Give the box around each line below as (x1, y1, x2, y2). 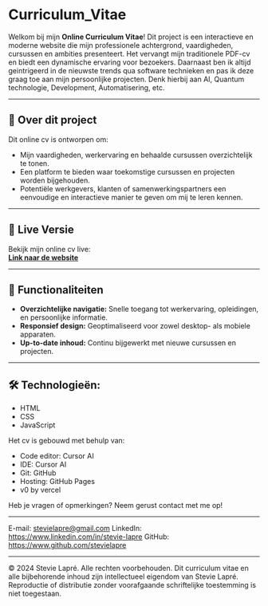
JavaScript (19, 420, 56, 430)
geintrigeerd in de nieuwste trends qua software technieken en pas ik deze (8, 65, 254, 75)
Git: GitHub (19, 468, 57, 478)
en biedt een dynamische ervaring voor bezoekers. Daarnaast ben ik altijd (8, 57, 251, 67)
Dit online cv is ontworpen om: (8, 134, 109, 144)
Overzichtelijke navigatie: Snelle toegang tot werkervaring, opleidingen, (19, 305, 259, 314)
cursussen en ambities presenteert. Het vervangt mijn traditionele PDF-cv (8, 49, 250, 58)
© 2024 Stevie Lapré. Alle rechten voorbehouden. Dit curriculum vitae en (8, 564, 249, 573)
